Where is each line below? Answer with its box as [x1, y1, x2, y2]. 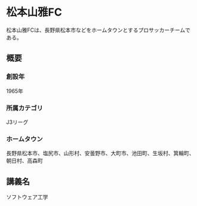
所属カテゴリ [6, 104, 44, 112]
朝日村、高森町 [6, 157, 43, 165]
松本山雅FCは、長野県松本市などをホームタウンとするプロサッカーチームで [6, 26, 191, 34]
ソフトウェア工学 [6, 193, 48, 201]
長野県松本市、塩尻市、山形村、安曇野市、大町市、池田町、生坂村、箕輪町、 [6, 150, 195, 157]
